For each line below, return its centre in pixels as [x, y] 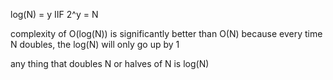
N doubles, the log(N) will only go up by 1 [95, 44]
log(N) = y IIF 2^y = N [54, 14]
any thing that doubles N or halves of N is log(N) [110, 63]
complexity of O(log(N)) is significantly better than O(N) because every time [166, 33]
